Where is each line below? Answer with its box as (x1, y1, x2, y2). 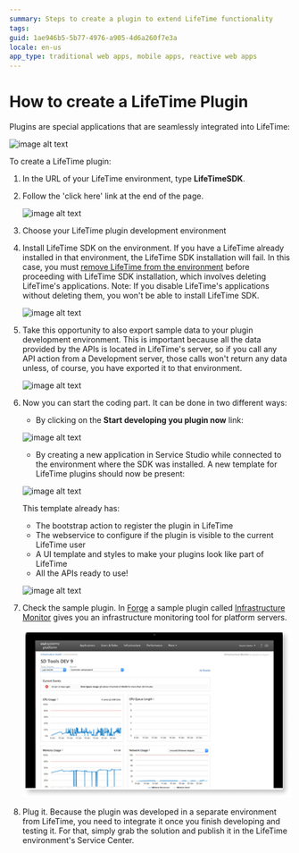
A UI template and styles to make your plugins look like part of (35, 549, 265, 560)
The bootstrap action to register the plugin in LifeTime (35, 520, 234, 531)
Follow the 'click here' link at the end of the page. (21, 190, 203, 201)
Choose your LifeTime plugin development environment (21, 225, 227, 236)
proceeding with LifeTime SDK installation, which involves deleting (21, 271, 267, 282)
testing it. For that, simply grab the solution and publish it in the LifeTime (21, 825, 288, 836)
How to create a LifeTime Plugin (9, 92, 248, 112)
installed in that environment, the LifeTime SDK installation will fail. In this (21, 252, 290, 263)
